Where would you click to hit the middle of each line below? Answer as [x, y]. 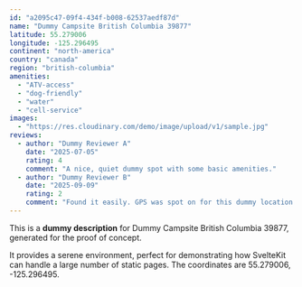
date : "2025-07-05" [62, 152]
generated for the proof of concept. [75, 237]
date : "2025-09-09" [62, 186]
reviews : [26, 135]
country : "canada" [44, 60]
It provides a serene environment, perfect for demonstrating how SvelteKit [148, 255]
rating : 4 [44, 160]
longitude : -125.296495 [54, 43]
